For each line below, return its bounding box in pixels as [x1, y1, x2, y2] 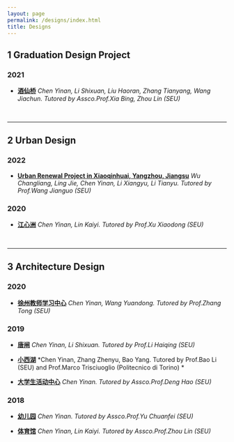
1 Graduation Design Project [7, 49, 131, 61]
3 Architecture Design [7, 261, 105, 273]
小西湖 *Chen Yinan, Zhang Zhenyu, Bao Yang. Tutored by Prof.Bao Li [17, 356, 217, 364]
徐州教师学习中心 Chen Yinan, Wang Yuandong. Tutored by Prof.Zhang [17, 298, 221, 307]
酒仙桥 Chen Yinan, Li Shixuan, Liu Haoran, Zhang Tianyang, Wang [17, 86, 211, 95]
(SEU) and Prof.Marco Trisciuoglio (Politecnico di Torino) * [17, 363, 185, 372]
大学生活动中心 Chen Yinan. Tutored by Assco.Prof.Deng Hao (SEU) [17, 378, 212, 386]
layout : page [7, 10, 45, 17]
